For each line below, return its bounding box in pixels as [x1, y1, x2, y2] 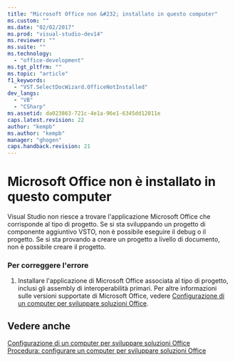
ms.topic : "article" [7, 70, 69, 77]
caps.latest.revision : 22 [7, 116, 84, 123]
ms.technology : [7, 51, 53, 58]
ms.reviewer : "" [7, 37, 56, 44]
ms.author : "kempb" [7, 130, 66, 137]
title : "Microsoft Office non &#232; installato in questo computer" [7, 10, 219, 18]
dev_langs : [7, 90, 40, 97]
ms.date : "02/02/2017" [7, 24, 75, 31]
